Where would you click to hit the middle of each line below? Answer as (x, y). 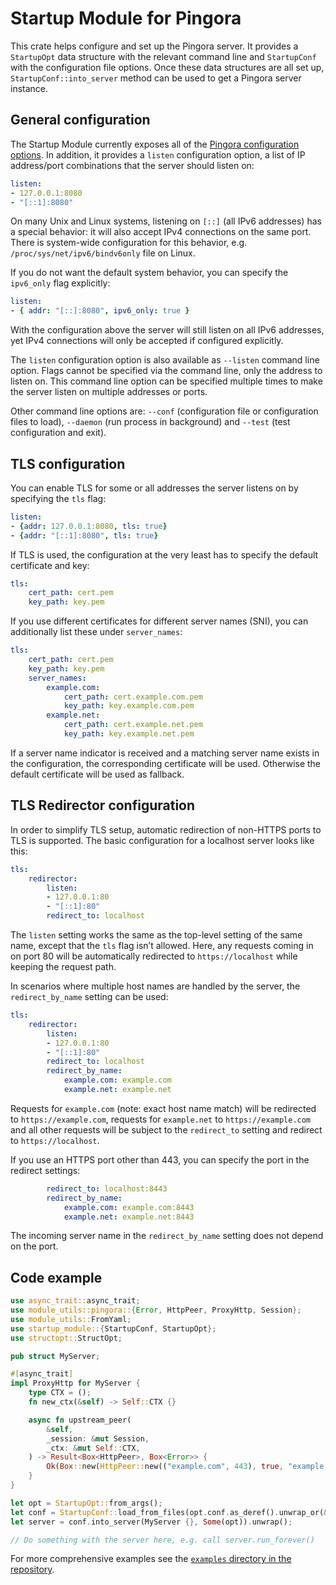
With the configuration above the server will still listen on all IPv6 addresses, (167, 330)
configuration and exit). (58, 433)
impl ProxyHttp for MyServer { (75, 1383)
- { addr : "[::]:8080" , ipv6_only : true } (100, 311)
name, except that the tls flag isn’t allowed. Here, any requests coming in (162, 945)
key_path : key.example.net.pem (129, 734)
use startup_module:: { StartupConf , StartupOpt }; (113, 1328)
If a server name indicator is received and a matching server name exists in (165, 753)
